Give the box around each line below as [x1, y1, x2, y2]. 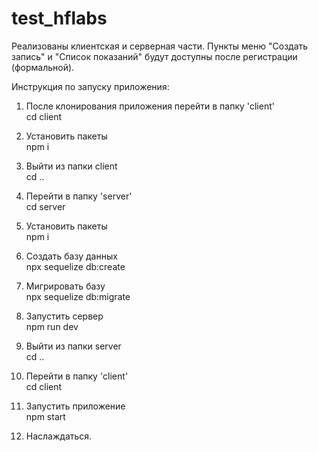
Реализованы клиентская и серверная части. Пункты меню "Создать [11, 40, 309, 52]
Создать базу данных [25, 250, 118, 262]
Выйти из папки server [25, 340, 122, 352]
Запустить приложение [25, 400, 126, 412]
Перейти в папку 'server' [25, 190, 133, 202]
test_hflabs [11, 7, 108, 30]
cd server [25, 200, 66, 212]
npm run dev [25, 320, 79, 332]
